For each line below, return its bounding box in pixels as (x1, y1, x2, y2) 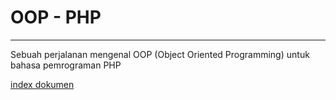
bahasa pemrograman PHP (10, 59, 122, 71)
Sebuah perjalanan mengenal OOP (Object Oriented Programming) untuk (10, 48, 310, 60)
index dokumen (10, 78, 75, 90)
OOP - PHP (10, 6, 102, 29)
